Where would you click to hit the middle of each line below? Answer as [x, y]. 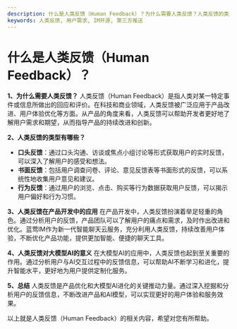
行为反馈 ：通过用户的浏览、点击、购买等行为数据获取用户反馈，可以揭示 [122, 188]
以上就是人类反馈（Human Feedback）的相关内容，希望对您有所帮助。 [110, 318]
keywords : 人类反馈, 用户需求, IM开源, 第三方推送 [75, 20]
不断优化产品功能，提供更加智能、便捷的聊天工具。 [93, 238]
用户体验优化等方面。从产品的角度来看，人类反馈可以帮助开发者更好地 [121, 114]
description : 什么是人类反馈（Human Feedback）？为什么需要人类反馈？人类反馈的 [116, 14]
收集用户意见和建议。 [67, 179]
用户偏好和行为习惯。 [48, 197]
